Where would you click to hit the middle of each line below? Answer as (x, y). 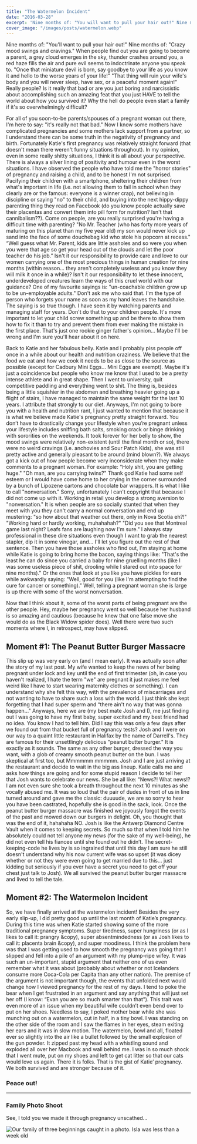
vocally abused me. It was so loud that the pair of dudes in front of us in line (98, 792)
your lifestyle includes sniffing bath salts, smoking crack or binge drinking (95, 430)
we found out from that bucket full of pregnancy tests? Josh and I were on (96, 730)
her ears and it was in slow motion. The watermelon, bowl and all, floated (94, 1030)
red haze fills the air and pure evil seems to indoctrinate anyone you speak (96, 63)
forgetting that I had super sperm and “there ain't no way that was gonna (94, 704)
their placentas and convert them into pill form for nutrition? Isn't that (89, 212)
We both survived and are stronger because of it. (65, 1068)
